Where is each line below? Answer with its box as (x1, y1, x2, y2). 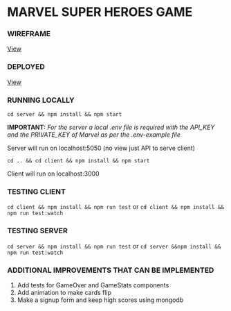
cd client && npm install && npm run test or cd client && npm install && (7, 203, 225, 211)
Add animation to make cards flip (17, 288, 112, 296)
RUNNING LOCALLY (7, 95, 75, 105)
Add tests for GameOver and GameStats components (17, 280, 169, 289)
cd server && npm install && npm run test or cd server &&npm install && (7, 242, 221, 250)
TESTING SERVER (7, 226, 68, 236)
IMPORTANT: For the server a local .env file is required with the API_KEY (7, 123, 215, 132)
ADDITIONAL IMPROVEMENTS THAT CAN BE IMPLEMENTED (7, 265, 214, 275)
